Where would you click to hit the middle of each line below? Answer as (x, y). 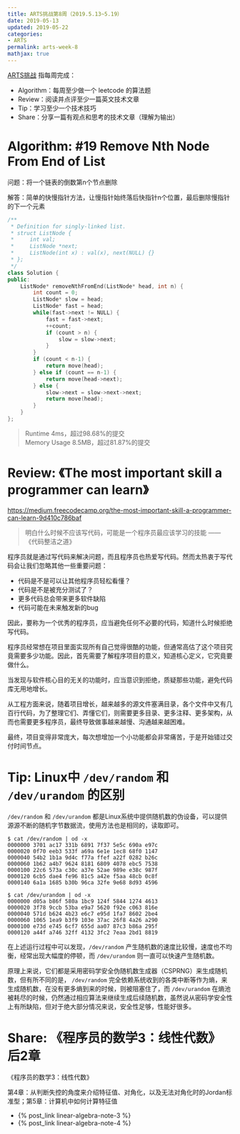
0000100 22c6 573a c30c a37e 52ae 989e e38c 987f (83, 870)
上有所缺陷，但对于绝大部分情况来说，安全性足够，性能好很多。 (101, 1006)
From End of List (56, 162)
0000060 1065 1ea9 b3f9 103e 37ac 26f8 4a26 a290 (83, 920)
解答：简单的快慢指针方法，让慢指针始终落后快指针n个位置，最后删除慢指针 (119, 197)
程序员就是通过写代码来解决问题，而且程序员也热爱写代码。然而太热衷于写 (117, 556)
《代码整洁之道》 (50, 541)
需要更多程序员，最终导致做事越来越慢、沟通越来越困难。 (104, 721)
